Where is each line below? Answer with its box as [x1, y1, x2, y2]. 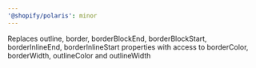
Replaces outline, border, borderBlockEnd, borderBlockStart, [7, 34, 207, 43]
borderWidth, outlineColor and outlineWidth [7, 50, 151, 60]
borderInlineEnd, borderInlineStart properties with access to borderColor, [7, 42, 249, 52]
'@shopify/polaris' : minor [7, 11, 98, 20]
